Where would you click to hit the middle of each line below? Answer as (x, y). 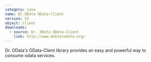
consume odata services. (30, 55)
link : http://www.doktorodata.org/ (50, 37)
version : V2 (17, 18)
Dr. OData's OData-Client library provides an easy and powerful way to (75, 50)
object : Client (20, 23)
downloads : (16, 28)
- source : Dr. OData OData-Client (44, 32)
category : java (20, 9)
